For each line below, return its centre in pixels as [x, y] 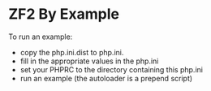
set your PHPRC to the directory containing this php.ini [111, 69]
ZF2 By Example [64, 14]
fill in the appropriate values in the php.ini [89, 61]
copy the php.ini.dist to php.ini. [72, 52]
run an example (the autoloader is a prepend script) [106, 78]
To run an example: [41, 37]
